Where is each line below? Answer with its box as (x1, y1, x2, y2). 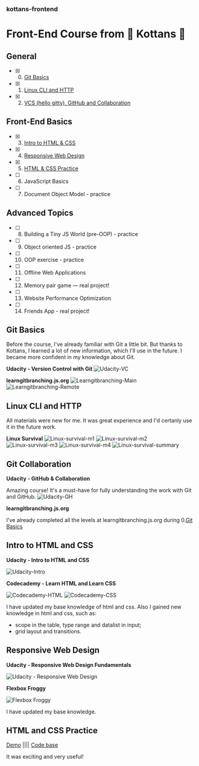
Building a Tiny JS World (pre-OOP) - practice (24, 230, 139, 237)
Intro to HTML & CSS (24, 139, 76, 146)
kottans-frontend (6, 5, 58, 13)
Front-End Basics (6, 116, 72, 127)
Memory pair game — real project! (24, 281, 110, 289)
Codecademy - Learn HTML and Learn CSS (6, 579, 116, 587)
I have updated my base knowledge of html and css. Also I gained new (6, 603, 182, 610)
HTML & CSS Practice (24, 165, 78, 172)
